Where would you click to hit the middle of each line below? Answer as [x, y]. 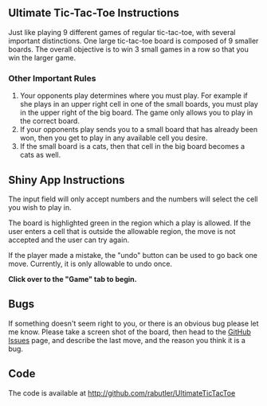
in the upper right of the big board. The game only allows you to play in [136, 113]
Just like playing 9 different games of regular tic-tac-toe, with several [122, 32]
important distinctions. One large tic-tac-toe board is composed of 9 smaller [133, 41]
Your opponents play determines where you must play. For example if [134, 96]
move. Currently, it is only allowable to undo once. [90, 264]
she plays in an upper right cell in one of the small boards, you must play [139, 104]
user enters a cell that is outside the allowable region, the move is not [122, 231]
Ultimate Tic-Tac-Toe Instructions [94, 13]
